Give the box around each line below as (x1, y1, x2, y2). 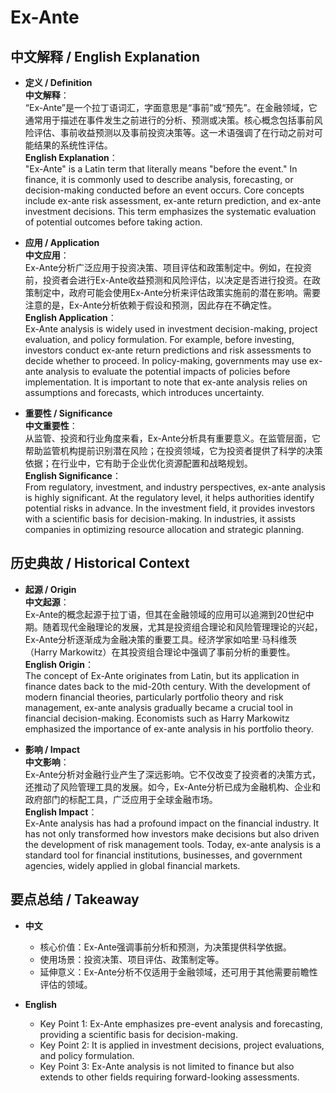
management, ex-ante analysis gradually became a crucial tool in (24, 701, 294, 713)
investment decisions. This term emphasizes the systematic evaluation (24, 206, 317, 217)
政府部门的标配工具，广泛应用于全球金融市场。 (24, 793, 218, 805)
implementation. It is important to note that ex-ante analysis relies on (24, 376, 308, 388)
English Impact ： (24, 806, 98, 818)
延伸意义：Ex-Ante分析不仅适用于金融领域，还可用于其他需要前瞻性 (39, 966, 318, 978)
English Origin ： (24, 658, 95, 670)
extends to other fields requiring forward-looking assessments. (39, 1071, 300, 1083)
